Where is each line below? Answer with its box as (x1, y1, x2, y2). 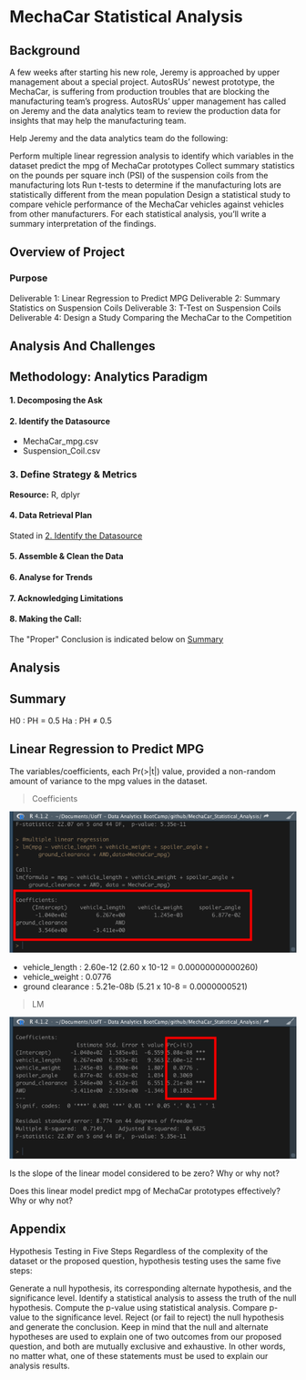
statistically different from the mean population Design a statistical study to (9, 189, 291, 199)
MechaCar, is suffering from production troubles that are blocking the (9, 87, 270, 97)
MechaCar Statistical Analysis (9, 6, 243, 27)
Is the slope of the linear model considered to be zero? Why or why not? (9, 1168, 280, 1179)
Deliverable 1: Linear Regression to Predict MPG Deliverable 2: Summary (9, 292, 280, 303)
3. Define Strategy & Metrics (9, 468, 138, 481)
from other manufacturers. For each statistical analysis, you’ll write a (9, 209, 267, 220)
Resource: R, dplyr (9, 489, 80, 500)
